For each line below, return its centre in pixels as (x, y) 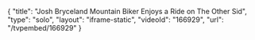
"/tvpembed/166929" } (45, 28)
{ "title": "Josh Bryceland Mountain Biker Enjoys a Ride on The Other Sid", (127, 11)
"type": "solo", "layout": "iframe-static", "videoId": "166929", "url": (116, 20)
